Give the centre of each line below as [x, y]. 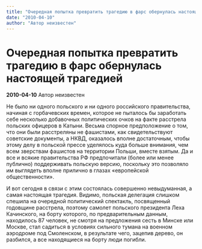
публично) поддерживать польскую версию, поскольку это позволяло [97, 164]
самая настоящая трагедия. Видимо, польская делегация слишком [93, 195]
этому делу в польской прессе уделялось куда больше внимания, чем [97, 145]
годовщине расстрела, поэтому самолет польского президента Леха [96, 207]
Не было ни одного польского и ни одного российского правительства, [98, 106]
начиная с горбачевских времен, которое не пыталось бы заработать [96, 113]
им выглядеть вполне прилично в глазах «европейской [78, 171]
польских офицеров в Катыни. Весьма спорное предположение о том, [97, 126]
